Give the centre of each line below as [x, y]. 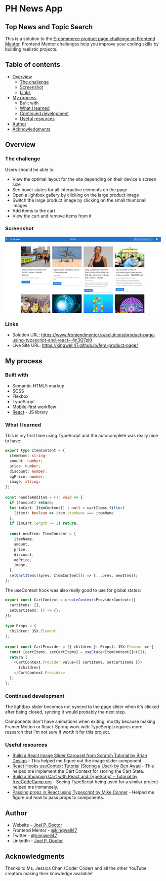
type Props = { [21, 626]
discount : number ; [29, 471]
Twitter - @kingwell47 [35, 836]
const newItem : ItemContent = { [43, 534]
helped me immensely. [35, 787]
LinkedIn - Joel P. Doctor [38, 841]
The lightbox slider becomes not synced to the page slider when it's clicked [82, 707]
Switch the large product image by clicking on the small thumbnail [79, 200]
